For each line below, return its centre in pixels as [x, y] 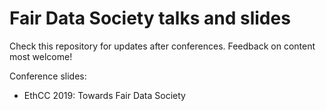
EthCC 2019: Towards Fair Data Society [104, 95]
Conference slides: [48, 76]
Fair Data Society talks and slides [150, 18]
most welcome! [41, 56]
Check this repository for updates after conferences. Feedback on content [162, 46]
